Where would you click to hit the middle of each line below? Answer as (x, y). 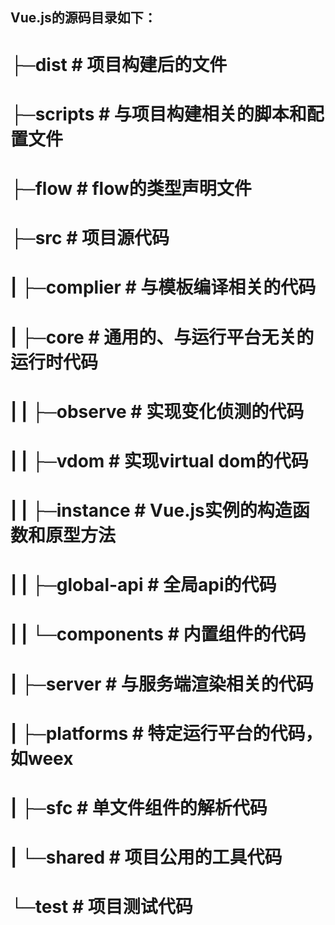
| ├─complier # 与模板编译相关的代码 (163, 287)
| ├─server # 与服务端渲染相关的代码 (162, 684)
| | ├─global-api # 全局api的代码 (143, 585)
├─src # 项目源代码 (90, 238)
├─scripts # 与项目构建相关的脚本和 (158, 114)
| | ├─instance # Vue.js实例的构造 (151, 510)
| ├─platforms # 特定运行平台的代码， (166, 733)
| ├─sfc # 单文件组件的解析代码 (139, 808)
